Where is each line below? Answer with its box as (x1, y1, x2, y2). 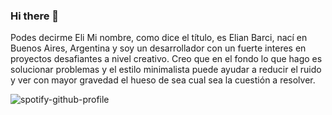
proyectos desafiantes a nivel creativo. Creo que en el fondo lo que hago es (10, 53, 323, 65)
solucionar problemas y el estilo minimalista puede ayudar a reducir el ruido (10, 64, 322, 76)
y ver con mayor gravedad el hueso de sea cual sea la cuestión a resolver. (10, 74, 316, 86)
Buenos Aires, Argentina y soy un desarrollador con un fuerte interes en (10, 42, 307, 54)
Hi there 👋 (10, 9, 60, 23)
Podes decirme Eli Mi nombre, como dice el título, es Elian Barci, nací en (10, 32, 308, 44)
